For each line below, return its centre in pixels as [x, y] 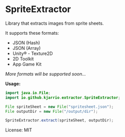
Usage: [13, 84]
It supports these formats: [32, 33]
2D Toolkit [23, 58]
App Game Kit [27, 64]
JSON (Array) [27, 48]
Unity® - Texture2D [33, 53]
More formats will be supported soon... [46, 74]
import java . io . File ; [28, 93]
